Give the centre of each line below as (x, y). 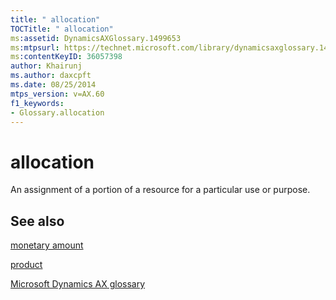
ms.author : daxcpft (51, 76)
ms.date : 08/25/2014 (53, 85)
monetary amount (47, 245)
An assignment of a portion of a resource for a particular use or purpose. (160, 190)
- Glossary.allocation (57, 112)
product (26, 265)
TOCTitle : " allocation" (62, 29)
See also (37, 221)
